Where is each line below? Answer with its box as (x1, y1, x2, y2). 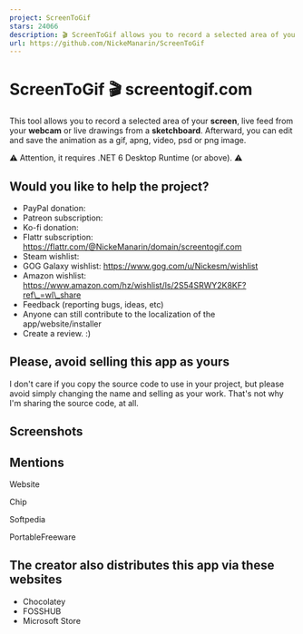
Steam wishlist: (22, 251, 80, 261)
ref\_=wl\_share (22, 289, 82, 300)
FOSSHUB (22, 605, 62, 617)
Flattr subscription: (22, 232, 93, 242)
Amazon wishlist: (22, 270, 87, 281)
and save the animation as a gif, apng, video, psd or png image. (9, 135, 247, 146)
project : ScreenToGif (9, 13, 92, 23)
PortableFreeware (9, 532, 76, 542)
